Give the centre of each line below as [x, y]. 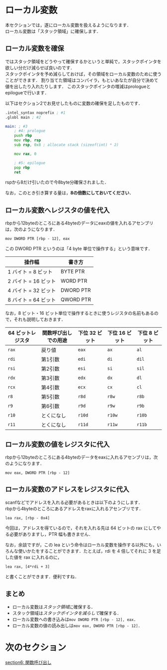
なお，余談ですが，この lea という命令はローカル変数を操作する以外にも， [81, 545]
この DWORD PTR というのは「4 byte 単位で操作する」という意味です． [79, 249]
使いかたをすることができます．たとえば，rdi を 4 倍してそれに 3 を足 [89, 551]
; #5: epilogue [30, 163]
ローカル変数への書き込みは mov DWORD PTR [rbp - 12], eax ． [75, 619]
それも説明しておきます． [40, 319]
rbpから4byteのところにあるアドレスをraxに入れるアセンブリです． [74, 508]
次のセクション [36, 647]
